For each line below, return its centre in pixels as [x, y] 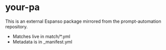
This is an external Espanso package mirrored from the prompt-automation [83, 21]
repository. [16, 26]
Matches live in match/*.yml [41, 36]
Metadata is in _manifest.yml [42, 41]
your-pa [23, 7]
